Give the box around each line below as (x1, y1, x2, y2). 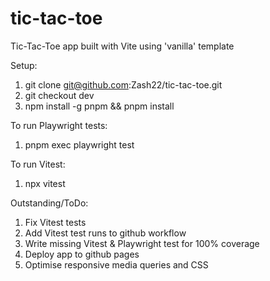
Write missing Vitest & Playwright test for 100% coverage (24, 237, 260, 249)
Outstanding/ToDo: (10, 197, 89, 209)
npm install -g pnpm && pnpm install (24, 100, 175, 112)
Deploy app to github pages (24, 248, 140, 260)
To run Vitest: (10, 158, 66, 170)
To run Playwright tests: (10, 119, 108, 131)
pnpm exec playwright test (24, 138, 135, 151)
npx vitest (24, 177, 66, 189)
